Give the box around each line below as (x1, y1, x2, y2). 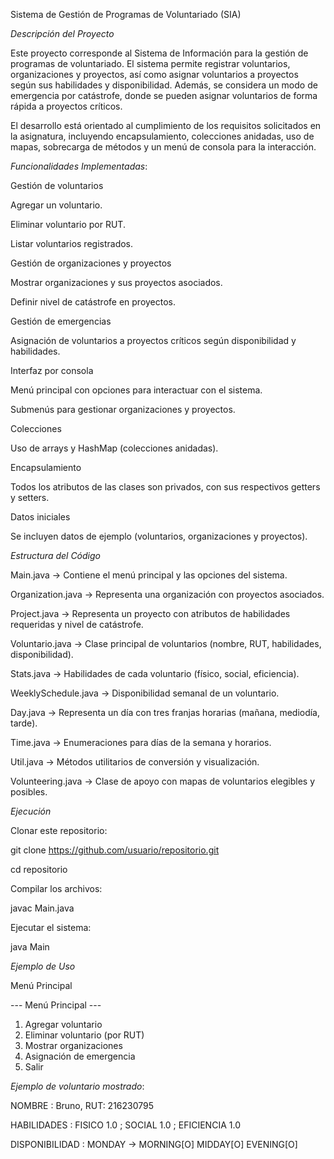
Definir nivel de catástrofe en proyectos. (10, 296, 177, 308)
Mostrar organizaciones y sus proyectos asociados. (10, 277, 223, 288)
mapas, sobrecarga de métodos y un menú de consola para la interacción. (10, 141, 317, 153)
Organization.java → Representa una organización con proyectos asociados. (10, 589, 325, 600)
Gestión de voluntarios (10, 180, 104, 191)
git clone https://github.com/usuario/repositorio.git (10, 844, 220, 856)
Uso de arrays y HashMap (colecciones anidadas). (10, 442, 219, 454)
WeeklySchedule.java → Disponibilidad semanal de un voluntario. (10, 687, 280, 699)
